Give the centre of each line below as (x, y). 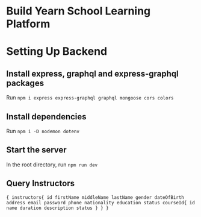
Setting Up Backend (57, 52)
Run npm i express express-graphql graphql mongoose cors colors (90, 98)
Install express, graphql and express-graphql (92, 74)
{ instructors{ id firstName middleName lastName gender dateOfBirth (95, 197)
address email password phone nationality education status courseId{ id (101, 203)
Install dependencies (46, 117)
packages (25, 83)
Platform (28, 24)
